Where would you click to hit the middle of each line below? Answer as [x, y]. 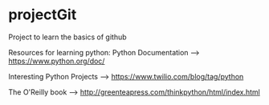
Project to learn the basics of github [67, 37]
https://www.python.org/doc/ [57, 61]
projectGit [43, 15]
